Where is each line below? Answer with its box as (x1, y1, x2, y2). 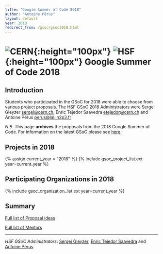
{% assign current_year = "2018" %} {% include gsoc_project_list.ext (5, 156, 143, 162)
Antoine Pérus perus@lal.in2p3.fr (5, 115, 71, 120)
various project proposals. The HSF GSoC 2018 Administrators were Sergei (5, 104, 155, 110)
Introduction (5, 86, 44, 94)
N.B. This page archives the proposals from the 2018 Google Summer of (5, 124, 150, 130)
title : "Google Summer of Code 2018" (5, 7, 81, 12)
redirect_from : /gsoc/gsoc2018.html (5, 25, 79, 30)
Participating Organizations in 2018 (5, 175, 114, 184)
